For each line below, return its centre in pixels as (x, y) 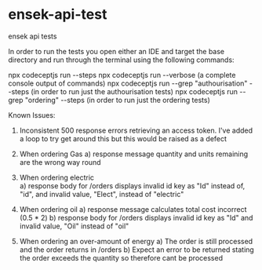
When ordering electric (57, 177)
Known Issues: (32, 115)
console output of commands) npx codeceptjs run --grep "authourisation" (128, 83)
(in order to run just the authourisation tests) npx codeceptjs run (134, 91)
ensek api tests (33, 36)
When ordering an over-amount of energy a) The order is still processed (136, 241)
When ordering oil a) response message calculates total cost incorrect (133, 209)
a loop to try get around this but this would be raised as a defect (123, 138)
